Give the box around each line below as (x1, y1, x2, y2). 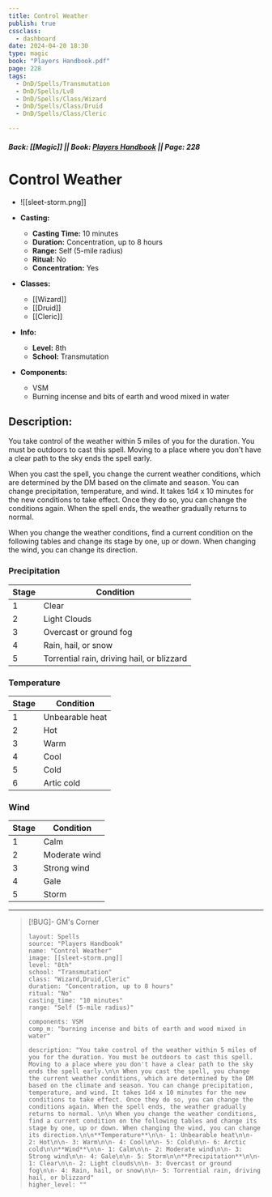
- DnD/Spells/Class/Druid (15, 102, 104, 110)
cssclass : (8, 27, 42, 35)
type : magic (8, 49, 49, 58)
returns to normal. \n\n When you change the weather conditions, (28, 1110, 257, 1118)
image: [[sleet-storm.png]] (28, 954, 123, 962)
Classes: (19, 279, 51, 288)
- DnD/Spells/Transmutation (15, 79, 111, 87)
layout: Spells (28, 933, 80, 941)
